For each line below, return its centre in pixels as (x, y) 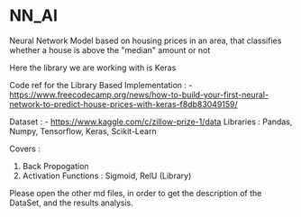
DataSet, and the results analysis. (71, 203)
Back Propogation (55, 166)
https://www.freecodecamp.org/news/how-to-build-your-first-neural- (139, 95)
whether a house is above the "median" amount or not (110, 50)
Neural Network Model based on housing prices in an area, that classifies (146, 41)
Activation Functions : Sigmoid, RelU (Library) (107, 176)
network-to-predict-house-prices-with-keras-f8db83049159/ (124, 104)
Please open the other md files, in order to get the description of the (136, 193)
